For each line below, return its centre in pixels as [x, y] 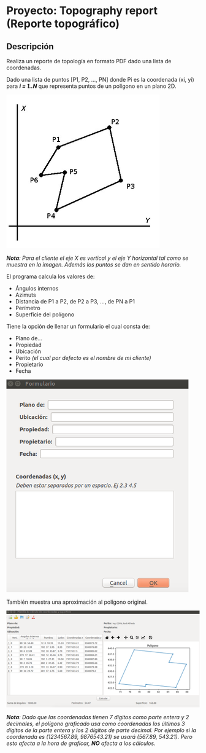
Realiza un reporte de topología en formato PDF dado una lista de [89, 61]
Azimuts [25, 295]
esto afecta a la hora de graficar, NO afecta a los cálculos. [81, 743]
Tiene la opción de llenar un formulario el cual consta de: [78, 326]
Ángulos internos [37, 288]
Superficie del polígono [45, 314]
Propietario [29, 364]
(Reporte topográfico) [63, 24]
